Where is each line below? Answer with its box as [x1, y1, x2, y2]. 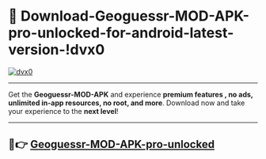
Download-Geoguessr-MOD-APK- [21, 7, 249, 25]
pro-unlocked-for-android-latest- [8, 24, 234, 42]
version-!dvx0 [8, 41, 105, 59]
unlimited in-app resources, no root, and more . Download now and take [8, 98, 245, 108]
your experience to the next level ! [8, 106, 119, 115]
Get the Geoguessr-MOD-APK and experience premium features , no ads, [8, 89, 253, 99]
